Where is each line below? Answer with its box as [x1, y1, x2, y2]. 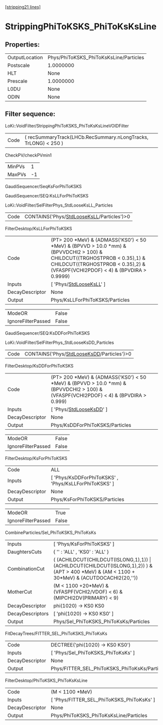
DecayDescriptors [7, 610, 49, 617]
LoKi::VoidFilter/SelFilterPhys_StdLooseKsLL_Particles [5, 202, 113, 208]
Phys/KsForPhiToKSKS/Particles [50, 496, 125, 502]
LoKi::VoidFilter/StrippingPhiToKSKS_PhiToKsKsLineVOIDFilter [5, 123, 130, 129]
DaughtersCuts [7, 548, 42, 555]
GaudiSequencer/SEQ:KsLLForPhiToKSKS [5, 193, 89, 198]
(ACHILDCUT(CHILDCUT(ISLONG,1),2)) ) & [53, 562, 153, 569]
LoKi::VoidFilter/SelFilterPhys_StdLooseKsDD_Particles [5, 339, 114, 345]
